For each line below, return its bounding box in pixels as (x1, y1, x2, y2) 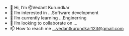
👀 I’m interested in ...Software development (9, 10, 99, 16)
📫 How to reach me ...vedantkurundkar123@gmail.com (9, 26, 124, 31)
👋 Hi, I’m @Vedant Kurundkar (9, 5, 70, 10)
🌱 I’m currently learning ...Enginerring (9, 15, 87, 20)
